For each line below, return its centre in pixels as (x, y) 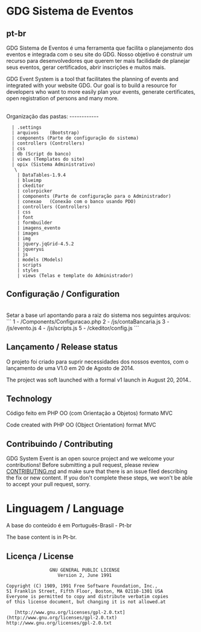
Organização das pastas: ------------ (53, 116)
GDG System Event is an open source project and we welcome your (91, 458)
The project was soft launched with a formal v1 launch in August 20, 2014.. (99, 380)
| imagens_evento (39, 228)
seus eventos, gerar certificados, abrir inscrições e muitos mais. (86, 67)
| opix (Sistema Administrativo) (54, 165)
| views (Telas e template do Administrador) (75, 276)
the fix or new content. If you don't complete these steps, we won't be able (100, 478)
